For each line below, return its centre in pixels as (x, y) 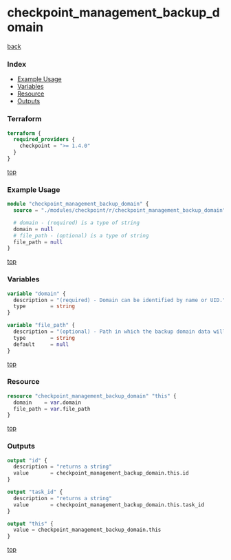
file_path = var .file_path (52, 409)
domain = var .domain (47, 402)
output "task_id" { (35, 492)
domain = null (33, 229)
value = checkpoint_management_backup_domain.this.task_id (109, 505)
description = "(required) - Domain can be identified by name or (110, 300)
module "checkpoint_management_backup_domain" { (78, 204)
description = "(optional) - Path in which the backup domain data (112, 332)
